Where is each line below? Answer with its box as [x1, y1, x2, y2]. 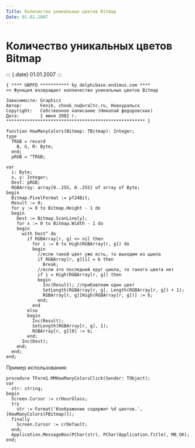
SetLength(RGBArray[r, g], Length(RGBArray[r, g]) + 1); [43, 288, 184, 293]
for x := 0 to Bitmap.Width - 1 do [16, 221, 104, 227]
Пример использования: [6, 364, 67, 371]
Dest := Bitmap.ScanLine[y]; [16, 216, 88, 221]
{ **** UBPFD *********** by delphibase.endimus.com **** [6, 83, 150, 88]
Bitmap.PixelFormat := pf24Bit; [11, 195, 91, 201]
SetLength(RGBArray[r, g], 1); [32, 323, 109, 329]
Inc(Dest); [21, 338, 49, 344]
